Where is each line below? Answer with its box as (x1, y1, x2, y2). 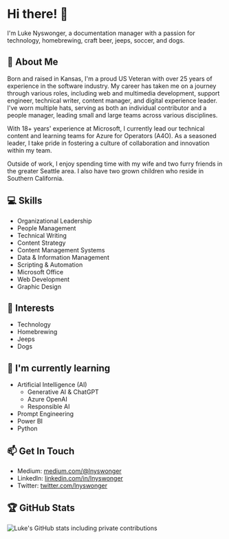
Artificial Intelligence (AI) (17, 381, 87, 389)
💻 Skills (7, 195, 43, 207)
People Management (17, 223, 76, 232)
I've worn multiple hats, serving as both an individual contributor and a (7, 103, 207, 112)
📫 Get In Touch (7, 445, 75, 456)
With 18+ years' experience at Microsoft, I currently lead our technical (7, 124, 205, 133)
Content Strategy (17, 239, 66, 247)
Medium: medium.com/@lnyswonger (17, 467, 122, 475)
